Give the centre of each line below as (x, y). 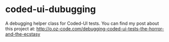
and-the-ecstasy (23, 34)
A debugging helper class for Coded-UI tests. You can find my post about (82, 23)
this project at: (20, 28)
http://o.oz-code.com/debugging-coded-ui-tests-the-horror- (100, 28)
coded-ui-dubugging (51, 9)
